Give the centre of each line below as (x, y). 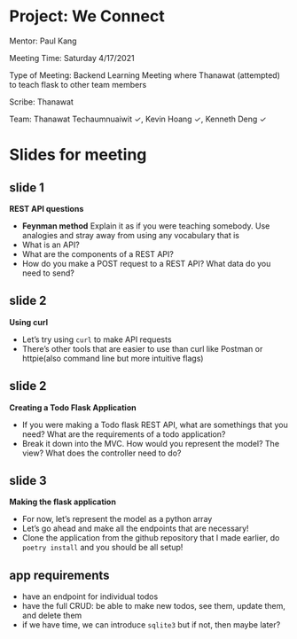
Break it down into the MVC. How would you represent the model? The (151, 443)
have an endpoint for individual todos (90, 596)
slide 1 (27, 187)
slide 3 (28, 480)
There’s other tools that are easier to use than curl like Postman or (142, 348)
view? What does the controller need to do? (102, 453)
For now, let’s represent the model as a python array (117, 519)
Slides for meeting (78, 155)
